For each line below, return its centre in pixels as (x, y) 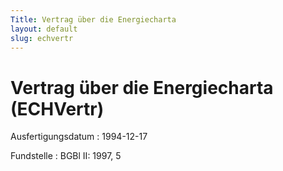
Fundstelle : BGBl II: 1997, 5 (66, 156)
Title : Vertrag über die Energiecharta (93, 19)
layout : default (44, 29)
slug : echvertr (42, 38)
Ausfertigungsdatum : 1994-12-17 (79, 137)
